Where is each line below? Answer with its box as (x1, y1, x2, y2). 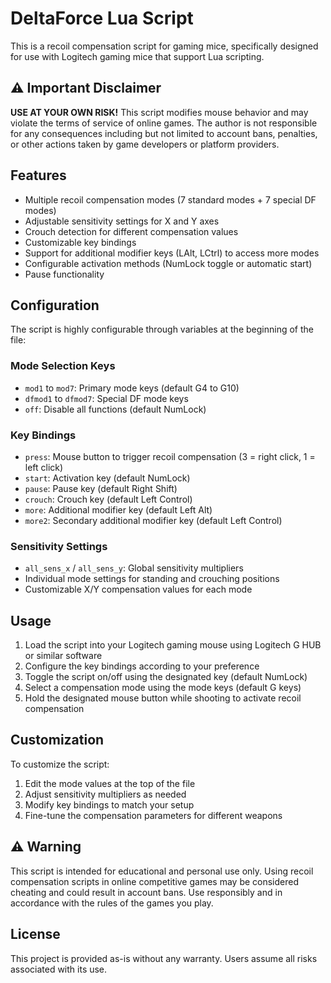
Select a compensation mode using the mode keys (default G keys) (24, 682, 302, 694)
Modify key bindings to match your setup (24, 798, 195, 811)
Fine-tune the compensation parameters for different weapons (24, 809, 283, 821)
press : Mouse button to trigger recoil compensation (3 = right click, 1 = (24, 450, 316, 462)
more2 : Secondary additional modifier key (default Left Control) (24, 514, 283, 526)
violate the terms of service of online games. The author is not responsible (10, 117, 318, 129)
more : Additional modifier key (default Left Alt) (24, 503, 213, 516)
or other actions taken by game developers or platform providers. (10, 138, 280, 150)
